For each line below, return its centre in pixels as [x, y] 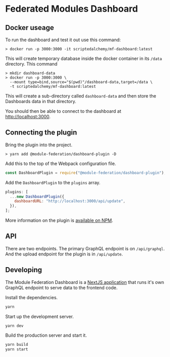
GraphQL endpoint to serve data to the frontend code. [61, 287]
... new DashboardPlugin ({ [37, 197]
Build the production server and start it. [46, 335]
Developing [24, 270]
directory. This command [31, 64]
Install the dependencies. [32, 297]
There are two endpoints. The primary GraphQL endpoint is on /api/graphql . [85, 248]
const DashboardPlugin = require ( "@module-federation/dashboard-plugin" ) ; [86, 173]
